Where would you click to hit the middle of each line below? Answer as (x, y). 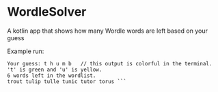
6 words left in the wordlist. (52, 76)
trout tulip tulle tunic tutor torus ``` (67, 81)
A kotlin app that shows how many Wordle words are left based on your (108, 31)
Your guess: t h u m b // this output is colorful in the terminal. (110, 63)
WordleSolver (47, 12)
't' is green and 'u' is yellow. (55, 70)
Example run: (26, 51)
